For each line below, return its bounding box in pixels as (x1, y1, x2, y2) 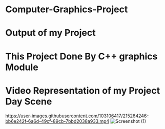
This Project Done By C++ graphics (5, 50, 158, 62)
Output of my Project (5, 27, 96, 39)
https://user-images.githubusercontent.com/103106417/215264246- (5, 113, 149, 119)
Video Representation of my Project (5, 84, 160, 96)
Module (5, 61, 38, 73)
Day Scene (5, 96, 52, 107)
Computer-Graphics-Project (5, 4, 128, 15)
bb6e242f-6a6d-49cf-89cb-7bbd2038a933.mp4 (5, 118, 110, 124)
